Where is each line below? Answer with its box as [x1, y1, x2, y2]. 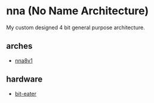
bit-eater [14, 90, 37, 97]
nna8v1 [14, 57, 33, 64]
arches [6, 41, 33, 51]
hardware [6, 74, 43, 85]
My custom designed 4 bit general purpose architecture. [6, 24, 145, 31]
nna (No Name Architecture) [6, 4, 149, 18]
